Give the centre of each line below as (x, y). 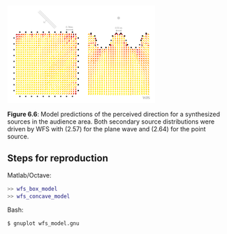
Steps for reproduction (58, 158)
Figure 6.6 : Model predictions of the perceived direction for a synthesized (113, 114)
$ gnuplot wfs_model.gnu (43, 223)
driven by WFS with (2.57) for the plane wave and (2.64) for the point (107, 129)
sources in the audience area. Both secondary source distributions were (111, 122)
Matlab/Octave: (29, 175)
